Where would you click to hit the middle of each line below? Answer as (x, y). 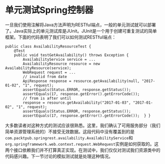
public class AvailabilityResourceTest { (48, 46)
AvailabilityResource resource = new (61, 64)
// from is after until (47, 98)
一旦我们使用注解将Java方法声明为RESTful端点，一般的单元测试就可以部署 (81, 25)
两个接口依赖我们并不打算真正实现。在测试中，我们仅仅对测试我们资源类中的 (83, 150)
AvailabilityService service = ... (59, 59)
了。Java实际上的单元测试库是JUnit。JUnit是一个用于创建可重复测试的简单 (81, 31)
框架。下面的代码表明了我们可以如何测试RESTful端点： (61, 37)
